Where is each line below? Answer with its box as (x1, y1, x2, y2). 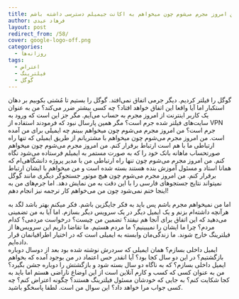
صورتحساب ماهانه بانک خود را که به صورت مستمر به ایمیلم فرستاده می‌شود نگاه (8, 148, 221, 157)
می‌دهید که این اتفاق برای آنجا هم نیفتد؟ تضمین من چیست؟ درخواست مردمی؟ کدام (8, 215, 228, 224)
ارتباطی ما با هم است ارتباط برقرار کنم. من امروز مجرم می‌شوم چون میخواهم (8, 141, 215, 150)
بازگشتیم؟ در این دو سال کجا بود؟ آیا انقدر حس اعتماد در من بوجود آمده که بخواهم (8, 253, 224, 261)
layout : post (8, 23, 47, 31)
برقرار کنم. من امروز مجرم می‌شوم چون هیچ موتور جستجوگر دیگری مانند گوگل (8, 171, 217, 180)
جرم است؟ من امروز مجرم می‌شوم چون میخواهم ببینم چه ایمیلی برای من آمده (8, 126, 216, 135)
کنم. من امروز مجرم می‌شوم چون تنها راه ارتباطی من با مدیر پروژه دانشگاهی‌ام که (8, 156, 226, 165)
